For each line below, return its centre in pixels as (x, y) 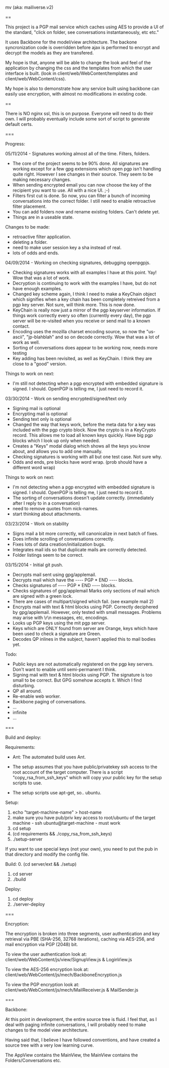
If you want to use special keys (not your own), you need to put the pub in (82, 849)
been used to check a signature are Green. (57, 634)
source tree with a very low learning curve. (50, 1045)
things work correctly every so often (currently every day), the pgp (82, 315)
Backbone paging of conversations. (49, 702)
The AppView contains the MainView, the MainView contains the (72, 1055)
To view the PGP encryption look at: (42, 985)
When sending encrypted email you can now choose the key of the (82, 185)
